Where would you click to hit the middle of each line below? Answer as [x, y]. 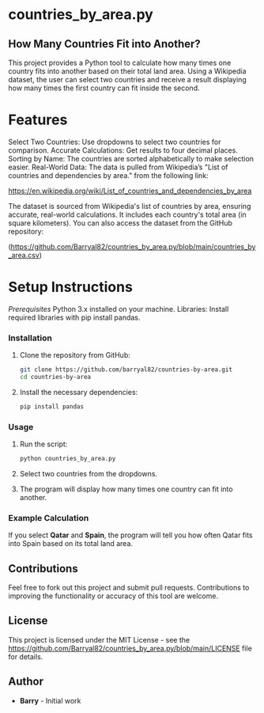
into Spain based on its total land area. [70, 544]
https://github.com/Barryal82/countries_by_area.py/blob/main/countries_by [133, 246]
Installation [30, 338]
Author [26, 682]
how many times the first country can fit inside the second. [104, 88]
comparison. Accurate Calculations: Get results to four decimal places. [123, 150]
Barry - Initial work [50, 700]
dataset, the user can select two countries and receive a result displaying [127, 80]
